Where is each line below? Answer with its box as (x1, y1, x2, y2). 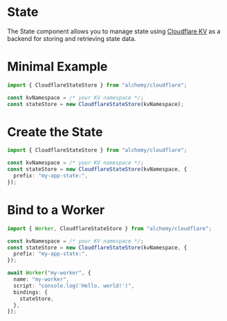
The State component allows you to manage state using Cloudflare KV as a (7, 27, 221, 35)
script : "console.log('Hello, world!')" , (13, 282, 135, 289)
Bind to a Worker (7, 202, 105, 218)
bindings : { (13, 288, 48, 295)
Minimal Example (7, 59, 108, 75)
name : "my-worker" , (13, 276, 70, 283)
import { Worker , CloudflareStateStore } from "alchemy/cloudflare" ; (7, 225, 212, 232)
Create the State (7, 124, 103, 139)
